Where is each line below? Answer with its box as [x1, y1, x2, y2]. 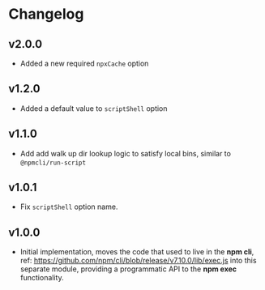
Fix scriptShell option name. [19, 202, 118, 211]
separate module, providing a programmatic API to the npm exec [19, 264, 237, 274]
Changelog [8, 5, 84, 23]
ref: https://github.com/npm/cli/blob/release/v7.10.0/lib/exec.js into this [19, 256, 257, 266]
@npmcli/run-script [19, 159, 87, 167]
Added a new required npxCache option [19, 58, 149, 68]
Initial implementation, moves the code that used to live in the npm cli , [19, 247, 254, 257]
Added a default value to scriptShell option [19, 103, 168, 113]
